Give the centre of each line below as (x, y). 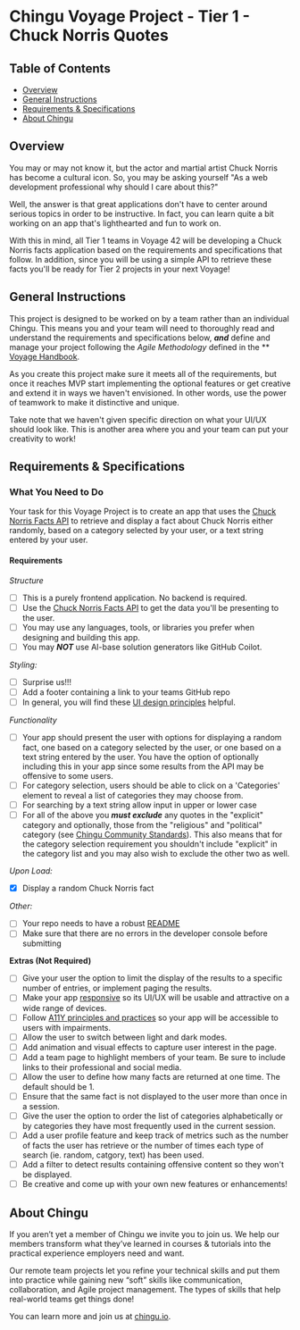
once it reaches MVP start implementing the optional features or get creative (150, 383)
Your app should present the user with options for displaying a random (152, 737)
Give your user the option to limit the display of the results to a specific (152, 978)
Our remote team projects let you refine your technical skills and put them (145, 1270)
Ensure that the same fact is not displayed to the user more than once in (154, 1096)
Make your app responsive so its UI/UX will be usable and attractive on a (156, 998)
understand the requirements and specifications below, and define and (140, 338)
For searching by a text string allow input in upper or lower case (139, 805)
